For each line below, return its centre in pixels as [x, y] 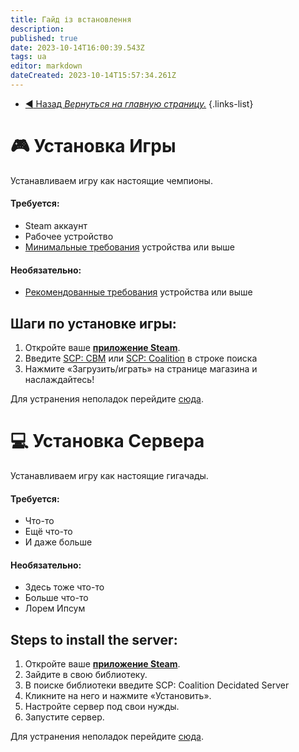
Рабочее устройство [69, 237]
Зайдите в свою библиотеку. [86, 675]
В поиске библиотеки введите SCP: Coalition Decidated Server [157, 685]
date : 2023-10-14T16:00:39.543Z [77, 47]
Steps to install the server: [94, 639]
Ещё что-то [48, 532]
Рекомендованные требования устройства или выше [138, 292]
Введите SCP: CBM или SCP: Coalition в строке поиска [141, 358]
